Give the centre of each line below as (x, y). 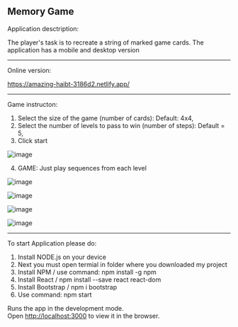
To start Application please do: (52, 243)
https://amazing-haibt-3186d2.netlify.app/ (68, 84)
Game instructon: (33, 104)
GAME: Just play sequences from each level (82, 168)
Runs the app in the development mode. (66, 308)
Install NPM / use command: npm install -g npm (87, 272)
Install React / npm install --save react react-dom (89, 280)
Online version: (29, 70)
